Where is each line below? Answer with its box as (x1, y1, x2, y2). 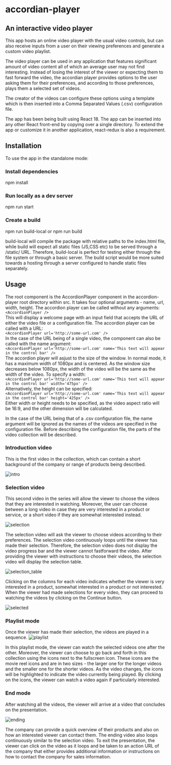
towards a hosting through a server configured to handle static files (5, 259, 147, 266)
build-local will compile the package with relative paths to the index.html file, (5, 238, 166, 244)
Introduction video (5, 444, 52, 451)
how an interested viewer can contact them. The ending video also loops (5, 732, 158, 738)
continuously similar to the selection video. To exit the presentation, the (5, 737, 155, 744)
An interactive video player (5, 24, 93, 33)
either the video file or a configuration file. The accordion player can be (5, 320, 155, 326)
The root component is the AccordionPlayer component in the (5, 294, 135, 300)
